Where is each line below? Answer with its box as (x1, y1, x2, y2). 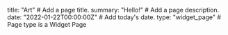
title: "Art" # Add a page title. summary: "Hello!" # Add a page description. (7, 6, 220, 14)
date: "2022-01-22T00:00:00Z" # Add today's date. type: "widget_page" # (7, 13, 221, 21)
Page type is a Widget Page (7, 21, 87, 28)
